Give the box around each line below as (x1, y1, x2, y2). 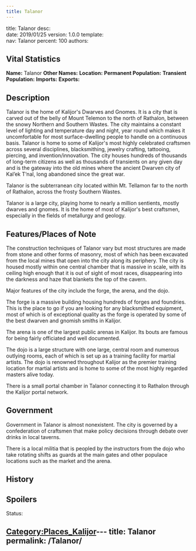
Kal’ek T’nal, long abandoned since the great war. (6, 171, 125, 178)
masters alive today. (6, 371, 54, 378)
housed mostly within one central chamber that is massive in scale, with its (6, 263, 187, 270)
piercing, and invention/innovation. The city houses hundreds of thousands (6, 152, 187, 159)
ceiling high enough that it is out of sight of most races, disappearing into (6, 270, 183, 277)
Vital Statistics (6, 54, 61, 64)
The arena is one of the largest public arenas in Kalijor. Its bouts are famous (6, 329, 188, 336)
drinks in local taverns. (6, 433, 61, 440)
